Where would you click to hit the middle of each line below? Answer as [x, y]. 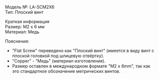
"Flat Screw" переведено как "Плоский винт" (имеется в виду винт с [83, 51]
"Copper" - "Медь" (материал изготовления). [59, 61]
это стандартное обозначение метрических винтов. [66, 71]
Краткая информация [27, 22]
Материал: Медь [22, 32]
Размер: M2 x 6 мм [25, 27]
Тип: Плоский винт [24, 12]
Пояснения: [17, 41]
